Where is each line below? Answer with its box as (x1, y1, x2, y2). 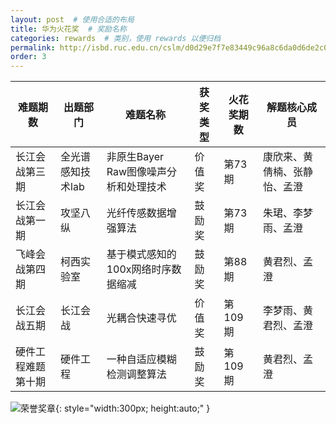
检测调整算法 (106, 367, 167, 381)
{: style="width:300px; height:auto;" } (55, 402, 211, 415)
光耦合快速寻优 (106, 311, 177, 325)
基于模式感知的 (106, 247, 177, 261)
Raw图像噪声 (106, 165, 168, 179)
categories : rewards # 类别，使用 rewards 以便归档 (10, 33, 222, 43)
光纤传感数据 (106, 206, 167, 220)
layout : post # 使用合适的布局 (10, 14, 135, 25)
